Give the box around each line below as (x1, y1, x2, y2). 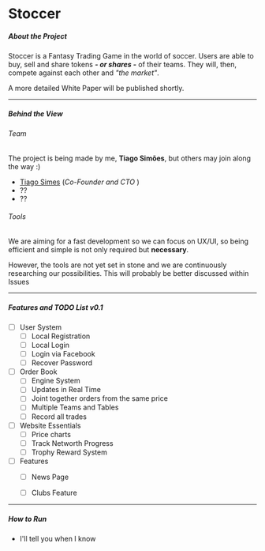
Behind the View (8, 108, 63, 119)
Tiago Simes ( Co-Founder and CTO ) (19, 177, 140, 187)
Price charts (31, 429, 71, 439)
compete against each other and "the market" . (8, 68, 159, 77)
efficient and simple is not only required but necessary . (8, 244, 189, 254)
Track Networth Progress (31, 438, 114, 447)
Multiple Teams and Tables (31, 402, 119, 412)
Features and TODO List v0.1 (8, 302, 104, 312)
